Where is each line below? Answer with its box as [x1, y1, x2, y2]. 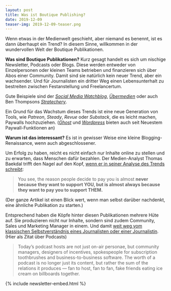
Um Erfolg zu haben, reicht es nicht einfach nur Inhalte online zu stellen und [5, 150, 165, 156]
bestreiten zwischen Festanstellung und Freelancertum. [5, 84, 123, 90]
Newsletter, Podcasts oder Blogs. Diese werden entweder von [5, 62, 136, 68]
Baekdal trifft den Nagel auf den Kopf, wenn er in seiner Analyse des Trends [5, 161, 165, 167]
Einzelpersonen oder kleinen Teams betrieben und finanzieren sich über [5, 67, 157, 73]
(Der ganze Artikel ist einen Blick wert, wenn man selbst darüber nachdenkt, [5, 197, 165, 203]
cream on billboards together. [17, 271, 80, 277]
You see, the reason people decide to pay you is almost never [17, 176, 149, 182]
